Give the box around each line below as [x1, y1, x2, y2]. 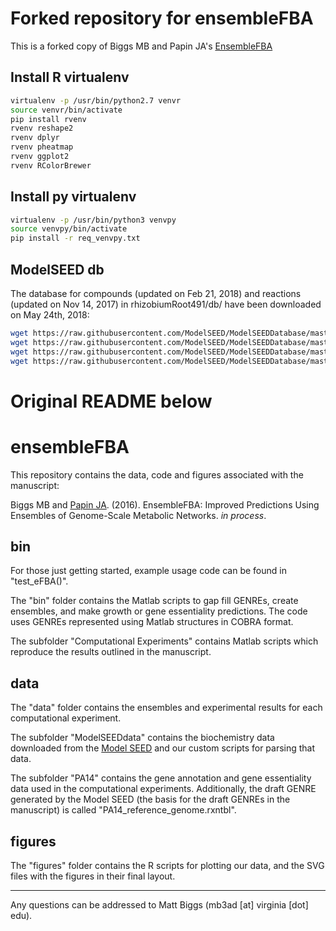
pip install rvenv [10, 114, 87, 124]
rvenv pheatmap [10, 142, 74, 152]
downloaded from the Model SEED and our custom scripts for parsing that [10, 742, 316, 754]
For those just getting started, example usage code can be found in [10, 565, 287, 577]
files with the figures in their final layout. [10, 870, 176, 882]
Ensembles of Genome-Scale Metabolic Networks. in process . [10, 509, 267, 521]
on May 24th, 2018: [10, 309, 90, 321]
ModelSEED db [10, 261, 105, 278]
